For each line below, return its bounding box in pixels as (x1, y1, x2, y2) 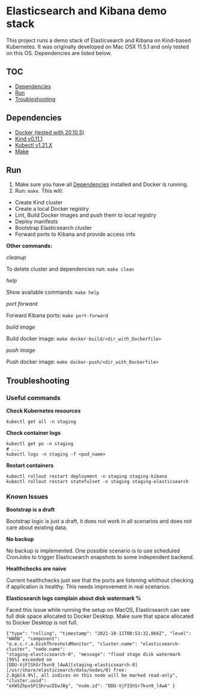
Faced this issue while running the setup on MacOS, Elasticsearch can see (6, 606, 190, 614)
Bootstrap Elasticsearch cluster (14, 224, 92, 232)
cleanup (6, 254, 27, 261)
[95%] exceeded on (6, 657, 52, 663)
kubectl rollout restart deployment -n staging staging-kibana (6, 474, 168, 479)
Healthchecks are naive (6, 565, 67, 572)
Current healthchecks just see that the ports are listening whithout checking (6, 576, 193, 584)
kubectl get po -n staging (6, 441, 74, 447)
